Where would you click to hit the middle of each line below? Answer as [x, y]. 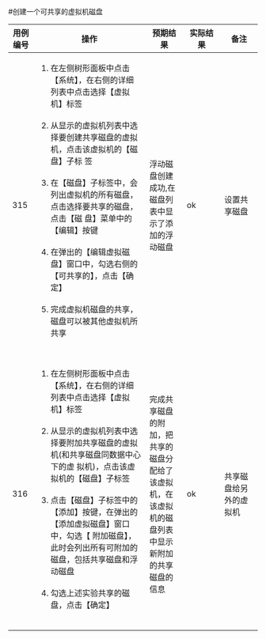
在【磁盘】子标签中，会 [94, 183]
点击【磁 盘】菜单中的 [91, 218]
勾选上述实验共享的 [86, 593]
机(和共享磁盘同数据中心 [95, 455]
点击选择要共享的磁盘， [94, 206]
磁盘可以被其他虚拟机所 [94, 321]
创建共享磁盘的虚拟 [102, 137]
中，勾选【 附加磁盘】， [93, 536]
